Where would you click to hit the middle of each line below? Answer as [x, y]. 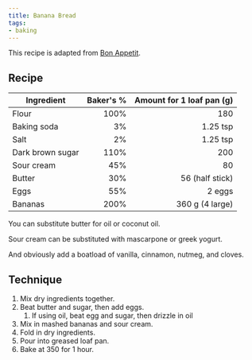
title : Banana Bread [43, 15]
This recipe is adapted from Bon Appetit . [75, 53]
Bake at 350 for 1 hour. [56, 349]
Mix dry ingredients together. [67, 298]
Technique [35, 279]
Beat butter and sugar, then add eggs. [82, 307]
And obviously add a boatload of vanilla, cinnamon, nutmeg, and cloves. [126, 254]
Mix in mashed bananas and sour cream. [86, 324]
